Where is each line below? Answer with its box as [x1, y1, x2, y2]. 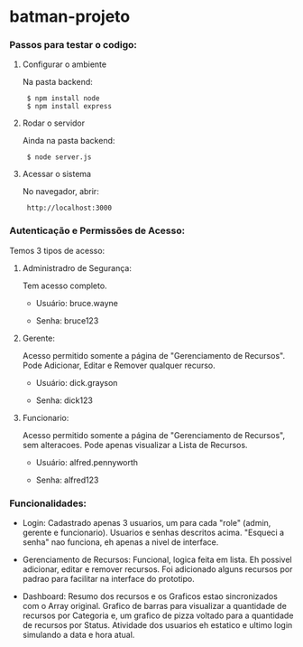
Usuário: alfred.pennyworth [35, 456, 138, 467]
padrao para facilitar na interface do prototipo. [22, 574, 196, 585]
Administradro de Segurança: [22, 262, 133, 273]
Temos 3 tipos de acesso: [9, 245, 106, 256]
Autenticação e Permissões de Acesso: [9, 224, 186, 237]
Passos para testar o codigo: [9, 39, 138, 52]
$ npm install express [26, 102, 113, 111]
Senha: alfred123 [35, 474, 99, 485]
